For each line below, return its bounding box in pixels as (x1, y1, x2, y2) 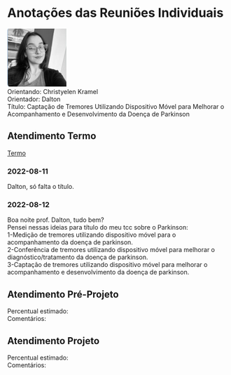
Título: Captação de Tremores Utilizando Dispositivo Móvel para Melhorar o (7, 102, 225, 110)
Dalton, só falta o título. (7, 183, 75, 191)
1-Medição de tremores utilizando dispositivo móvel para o (7, 230, 176, 239)
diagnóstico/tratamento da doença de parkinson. (7, 253, 148, 261)
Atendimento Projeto (7, 335, 100, 347)
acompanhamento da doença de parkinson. (7, 238, 133, 246)
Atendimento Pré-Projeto (7, 288, 119, 300)
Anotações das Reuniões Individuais (7, 5, 224, 21)
